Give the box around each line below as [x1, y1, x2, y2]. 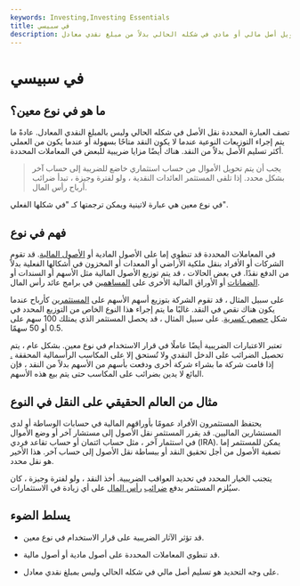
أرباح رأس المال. [31, 182, 87, 192]
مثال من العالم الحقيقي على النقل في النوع [10, 394, 218, 410]
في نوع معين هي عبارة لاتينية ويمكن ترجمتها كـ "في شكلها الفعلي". [10, 199, 228, 210]
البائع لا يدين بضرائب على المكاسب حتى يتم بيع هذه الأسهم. [10, 369, 204, 379]
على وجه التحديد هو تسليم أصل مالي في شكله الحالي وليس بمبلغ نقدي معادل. [22, 566, 280, 577]
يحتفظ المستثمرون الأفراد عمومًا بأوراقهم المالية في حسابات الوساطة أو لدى [10, 418, 262, 428]
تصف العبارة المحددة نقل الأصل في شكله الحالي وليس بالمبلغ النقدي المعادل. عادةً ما [10, 126, 290, 138]
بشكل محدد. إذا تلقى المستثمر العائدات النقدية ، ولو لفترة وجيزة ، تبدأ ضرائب [31, 173, 285, 183]
